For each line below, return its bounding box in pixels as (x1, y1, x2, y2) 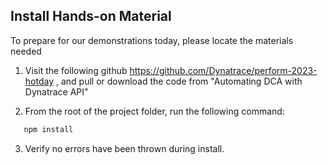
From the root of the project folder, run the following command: (24, 105, 285, 117)
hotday (24, 75, 55, 87)
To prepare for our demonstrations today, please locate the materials (10, 34, 294, 46)
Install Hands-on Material (10, 8, 172, 25)
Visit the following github (24, 64, 128, 76)
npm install (23, 124, 74, 134)
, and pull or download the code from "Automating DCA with (55, 75, 303, 87)
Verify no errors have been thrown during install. (24, 142, 225, 154)
